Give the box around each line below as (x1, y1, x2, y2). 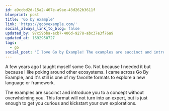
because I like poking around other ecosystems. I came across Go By (5, 69, 149, 75)
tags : (5, 40, 17, 45)
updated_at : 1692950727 (5, 36, 55, 41)
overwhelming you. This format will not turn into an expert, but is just (5, 94, 148, 101)
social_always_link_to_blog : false (5, 26, 80, 31)
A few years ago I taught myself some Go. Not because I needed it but (5, 64, 151, 70)
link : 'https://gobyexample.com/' (5, 21, 78, 27)
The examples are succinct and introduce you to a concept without (5, 89, 144, 95)
